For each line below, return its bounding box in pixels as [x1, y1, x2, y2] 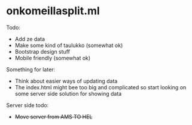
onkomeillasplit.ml [6, 4, 100, 18]
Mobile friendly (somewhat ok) [14, 54, 91, 61]
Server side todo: [6, 101, 49, 108]
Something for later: [6, 65, 56, 73]
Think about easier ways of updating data [14, 77, 118, 85]
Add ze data [14, 35, 45, 42]
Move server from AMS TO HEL [14, 113, 93, 120]
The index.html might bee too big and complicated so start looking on [14, 83, 187, 90]
